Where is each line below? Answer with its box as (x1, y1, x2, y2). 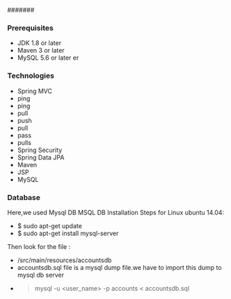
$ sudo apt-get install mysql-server (17, 229, 119, 237)
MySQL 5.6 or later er (17, 53, 79, 62)
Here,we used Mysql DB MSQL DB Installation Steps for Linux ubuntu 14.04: (7, 208, 225, 216)
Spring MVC (17, 87, 53, 95)
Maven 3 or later (17, 46, 65, 55)
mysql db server (17, 271, 65, 279)
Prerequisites (7, 23, 54, 33)
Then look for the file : (7, 242, 71, 250)
